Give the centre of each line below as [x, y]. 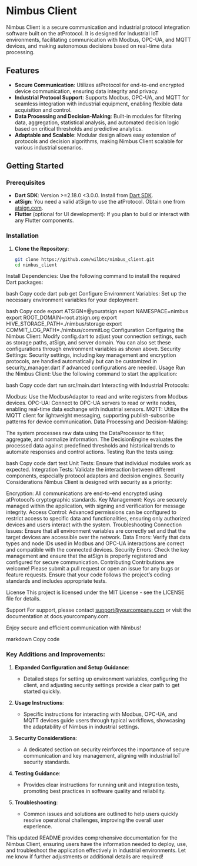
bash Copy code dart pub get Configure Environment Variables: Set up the [96, 294]
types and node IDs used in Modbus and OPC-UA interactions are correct [95, 543]
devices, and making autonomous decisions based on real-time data [89, 46]
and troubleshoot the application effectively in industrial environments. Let [96, 850]
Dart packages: [25, 282]
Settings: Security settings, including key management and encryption [91, 355]
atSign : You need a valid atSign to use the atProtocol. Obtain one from [100, 202]
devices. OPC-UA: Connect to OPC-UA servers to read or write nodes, [91, 403]
